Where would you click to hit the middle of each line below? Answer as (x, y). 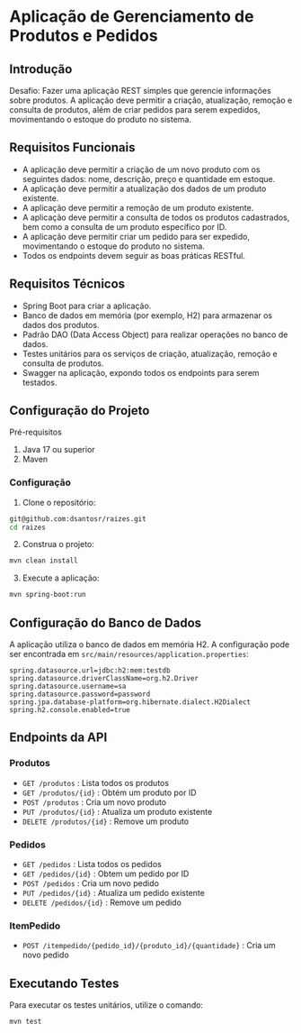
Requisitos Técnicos (67, 284)
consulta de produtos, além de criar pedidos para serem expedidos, (135, 110)
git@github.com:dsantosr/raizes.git (78, 519)
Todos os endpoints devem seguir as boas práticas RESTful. (133, 255)
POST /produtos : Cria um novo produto (94, 802)
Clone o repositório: (59, 502)
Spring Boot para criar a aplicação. (87, 306)
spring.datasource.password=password (80, 695)
